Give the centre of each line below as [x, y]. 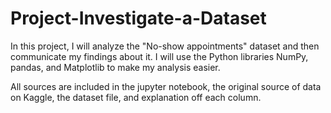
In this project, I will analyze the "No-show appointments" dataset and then [165, 46]
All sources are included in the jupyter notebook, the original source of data [166, 86]
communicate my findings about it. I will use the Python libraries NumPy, [159, 56]
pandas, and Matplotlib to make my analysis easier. [115, 67]
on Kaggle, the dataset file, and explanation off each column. [136, 97]
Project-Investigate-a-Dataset [138, 18]
